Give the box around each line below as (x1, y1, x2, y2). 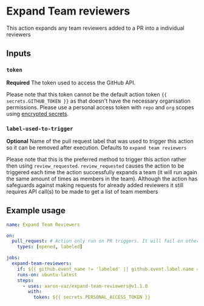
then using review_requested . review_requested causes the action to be (6, 162, 185, 169)
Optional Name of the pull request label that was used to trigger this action (6, 137, 194, 144)
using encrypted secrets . (6, 110, 69, 117)
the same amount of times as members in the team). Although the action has (6, 175, 198, 182)
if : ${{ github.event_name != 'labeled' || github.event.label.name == (17, 266, 202, 272)
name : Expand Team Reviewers (6, 222, 80, 228)
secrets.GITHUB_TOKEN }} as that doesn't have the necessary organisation (6, 97, 191, 104)
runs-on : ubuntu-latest (17, 271, 78, 277)
